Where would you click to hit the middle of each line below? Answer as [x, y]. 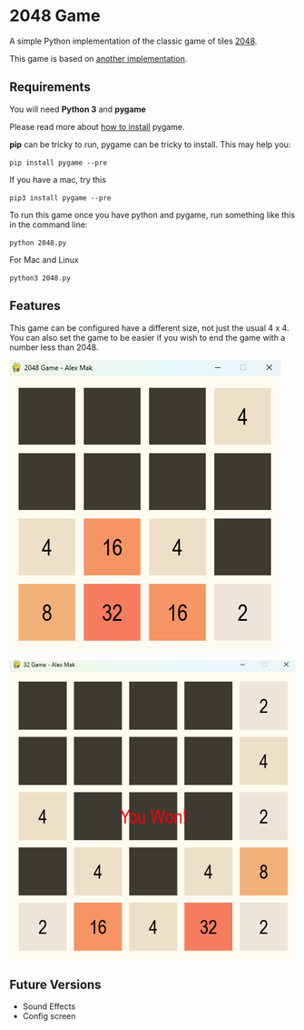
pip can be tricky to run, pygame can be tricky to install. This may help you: [150, 144]
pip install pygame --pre [58, 163]
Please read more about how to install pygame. [97, 126]
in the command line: [49, 225]
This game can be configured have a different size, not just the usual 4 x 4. [149, 327]
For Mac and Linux [44, 259]
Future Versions [55, 984]
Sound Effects [49, 1006]
